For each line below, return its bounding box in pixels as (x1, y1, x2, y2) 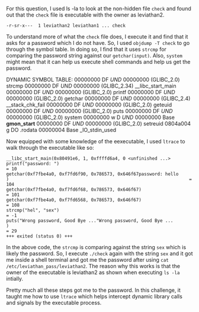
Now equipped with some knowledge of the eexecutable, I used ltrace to (6, 138, 185, 144)
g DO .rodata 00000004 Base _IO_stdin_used (6, 127, 117, 133)
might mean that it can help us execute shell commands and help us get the (6, 59, 191, 65)
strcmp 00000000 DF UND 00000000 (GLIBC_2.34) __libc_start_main (6, 82, 176, 89)
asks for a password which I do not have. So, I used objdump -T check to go (6, 40, 190, 46)
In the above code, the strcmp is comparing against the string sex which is (6, 244, 187, 250)
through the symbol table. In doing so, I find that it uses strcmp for (6, 46, 167, 53)
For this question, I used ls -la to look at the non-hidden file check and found (6, 5, 191, 12)
